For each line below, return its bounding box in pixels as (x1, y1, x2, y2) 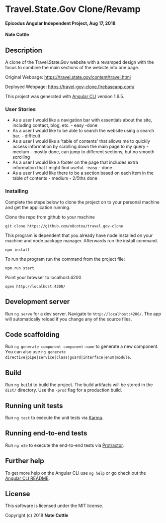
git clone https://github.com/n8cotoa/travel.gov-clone (5, 223, 123, 228)
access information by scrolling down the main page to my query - (12, 143, 149, 150)
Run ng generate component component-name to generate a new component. (5, 343, 159, 349)
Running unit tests (5, 402, 63, 410)
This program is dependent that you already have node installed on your (5, 232, 153, 238)
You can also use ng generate (5, 349, 66, 355)
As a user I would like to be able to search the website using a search (12, 128, 155, 134)
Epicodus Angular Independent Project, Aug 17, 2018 (5, 20, 116, 26)
